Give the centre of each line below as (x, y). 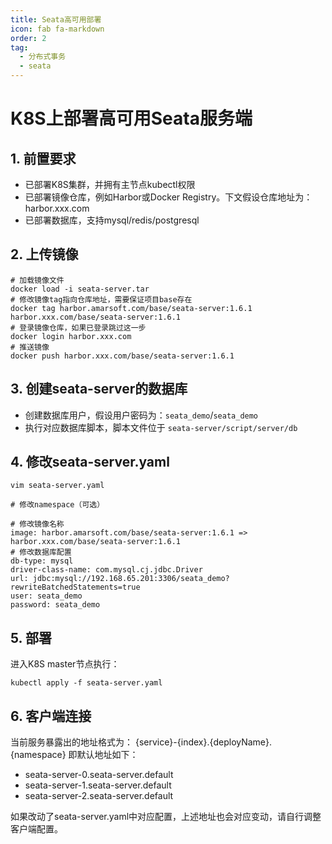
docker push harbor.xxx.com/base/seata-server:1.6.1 (122, 356)
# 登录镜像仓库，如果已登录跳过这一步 (78, 327)
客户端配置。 (36, 829)
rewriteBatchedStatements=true (75, 587)
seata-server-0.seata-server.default (99, 775)
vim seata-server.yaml (57, 486)
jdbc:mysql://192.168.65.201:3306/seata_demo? (131, 579)
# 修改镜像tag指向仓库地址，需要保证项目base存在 (101, 299)
